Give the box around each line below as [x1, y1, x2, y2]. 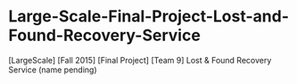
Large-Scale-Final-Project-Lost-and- [8, 6, 290, 27]
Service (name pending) [8, 64, 97, 75]
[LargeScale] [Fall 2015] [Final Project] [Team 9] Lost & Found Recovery [8, 55, 272, 65]
